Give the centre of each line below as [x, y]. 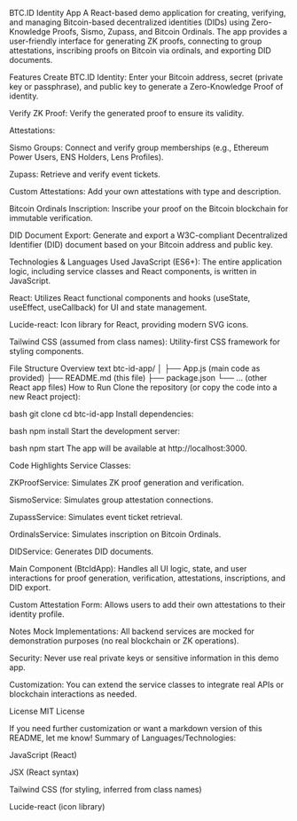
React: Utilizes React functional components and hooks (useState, [130, 298]
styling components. [47, 351]
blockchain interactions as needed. [73, 694]
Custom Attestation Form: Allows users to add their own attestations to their [148, 604]
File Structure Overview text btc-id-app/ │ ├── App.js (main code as [135, 368]
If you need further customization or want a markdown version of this [136, 728]
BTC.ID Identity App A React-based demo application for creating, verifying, [148, 13]
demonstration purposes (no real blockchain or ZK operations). [124, 641]
